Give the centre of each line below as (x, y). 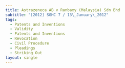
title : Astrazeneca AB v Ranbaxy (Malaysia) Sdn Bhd (63, 10)
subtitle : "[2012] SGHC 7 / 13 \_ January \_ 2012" (57, 15)
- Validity (22, 29)
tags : (11, 19)
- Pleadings (23, 48)
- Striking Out (26, 53)
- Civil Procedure (30, 43)
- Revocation (24, 39)
